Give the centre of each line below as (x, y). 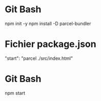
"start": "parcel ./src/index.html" (39, 58)
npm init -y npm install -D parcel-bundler (48, 23)
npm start (15, 93)
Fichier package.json (50, 44)
